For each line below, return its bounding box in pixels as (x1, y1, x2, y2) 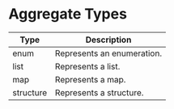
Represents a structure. (55, 86, 144, 98)
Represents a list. (55, 61, 121, 72)
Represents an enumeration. (55, 48, 163, 59)
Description (85, 34, 132, 45)
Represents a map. (55, 73, 126, 85)
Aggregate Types (8, 5, 128, 23)
